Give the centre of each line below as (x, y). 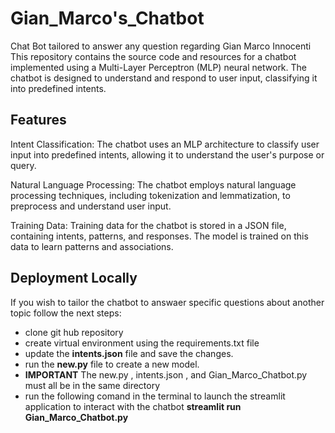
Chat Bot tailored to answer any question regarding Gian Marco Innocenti (161, 46)
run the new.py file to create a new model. (112, 364)
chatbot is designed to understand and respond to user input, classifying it (164, 78)
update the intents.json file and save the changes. (129, 353)
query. (23, 165)
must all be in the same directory (92, 385)
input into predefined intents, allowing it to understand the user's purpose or (167, 154)
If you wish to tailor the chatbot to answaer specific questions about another (167, 302)
